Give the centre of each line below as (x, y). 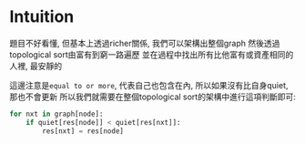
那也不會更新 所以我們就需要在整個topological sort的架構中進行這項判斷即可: (152, 97)
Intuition (42, 17)
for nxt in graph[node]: (56, 114)
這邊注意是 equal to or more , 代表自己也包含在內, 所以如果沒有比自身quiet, (149, 85)
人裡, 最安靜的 (36, 66)
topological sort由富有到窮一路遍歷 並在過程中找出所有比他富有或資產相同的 (152, 54)
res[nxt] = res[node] (83, 131)
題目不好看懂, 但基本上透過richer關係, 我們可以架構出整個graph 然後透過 (145, 43)
